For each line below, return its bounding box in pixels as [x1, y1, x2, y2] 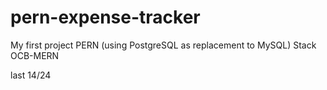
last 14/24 [10, 69, 52, 81]
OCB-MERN [10, 49, 60, 61]
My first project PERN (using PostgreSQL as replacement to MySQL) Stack [10, 39, 317, 51]
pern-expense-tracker [10, 6, 201, 29]
